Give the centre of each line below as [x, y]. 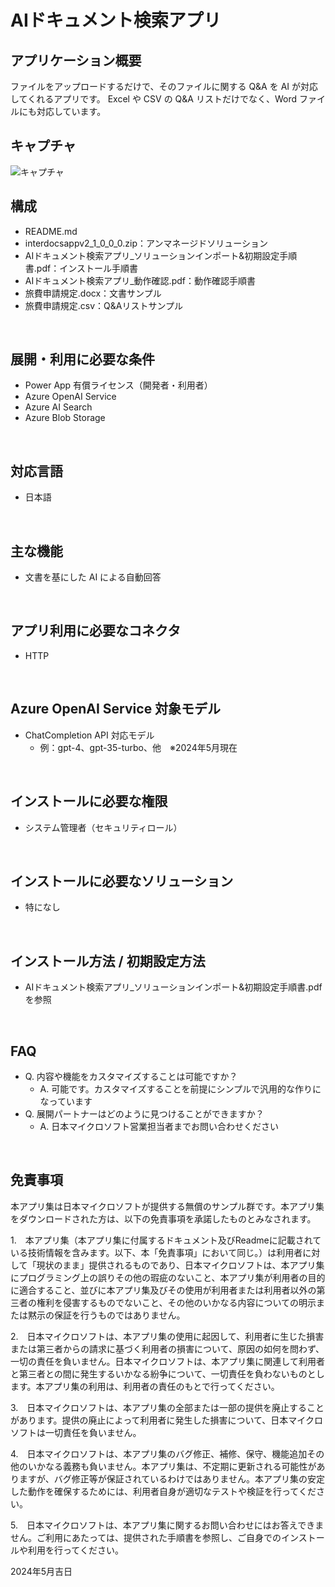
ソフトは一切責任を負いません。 [76, 1432]
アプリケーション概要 [76, 60]
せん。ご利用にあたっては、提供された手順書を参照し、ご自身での [146, 1537]
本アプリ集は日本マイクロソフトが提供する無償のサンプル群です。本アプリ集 [167, 1206]
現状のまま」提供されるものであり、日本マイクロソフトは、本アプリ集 [180, 1265]
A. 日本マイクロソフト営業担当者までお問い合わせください [159, 1126]
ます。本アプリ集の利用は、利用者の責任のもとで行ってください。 [145, 1386]
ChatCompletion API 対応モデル [89, 735]
